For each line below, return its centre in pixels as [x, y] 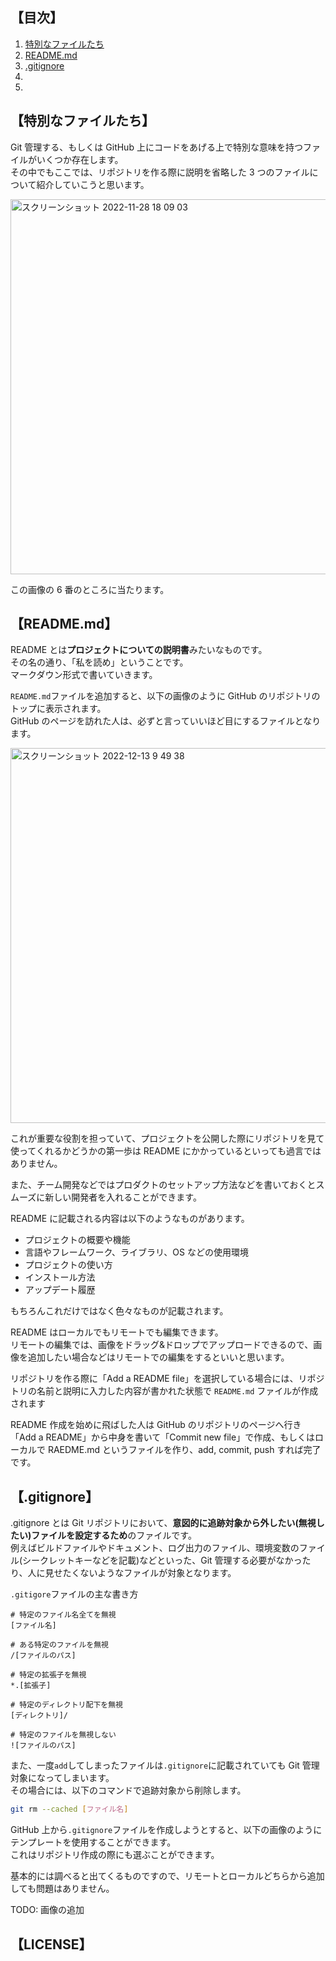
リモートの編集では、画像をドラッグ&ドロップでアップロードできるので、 [162, 1345]
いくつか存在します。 [80, 159]
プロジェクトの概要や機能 [77, 1240]
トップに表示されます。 [58, 709]
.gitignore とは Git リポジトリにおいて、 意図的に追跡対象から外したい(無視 [163, 1523]
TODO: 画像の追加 [47, 1910]
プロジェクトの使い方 [68, 1265]
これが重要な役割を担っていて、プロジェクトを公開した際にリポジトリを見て [167, 1139]
